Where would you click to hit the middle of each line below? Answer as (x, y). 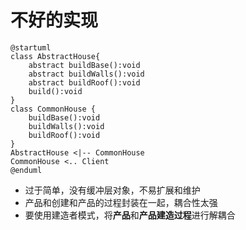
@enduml (26, 170)
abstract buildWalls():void (86, 74)
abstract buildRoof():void (84, 82)
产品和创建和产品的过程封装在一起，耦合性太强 (121, 202)
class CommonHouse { (53, 109)
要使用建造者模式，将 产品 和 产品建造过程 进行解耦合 (130, 215)
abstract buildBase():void (84, 65)
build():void (55, 91)
